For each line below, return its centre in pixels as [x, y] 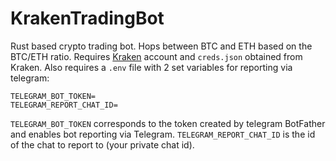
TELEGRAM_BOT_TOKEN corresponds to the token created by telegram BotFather [168, 123]
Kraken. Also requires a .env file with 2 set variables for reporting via [151, 67]
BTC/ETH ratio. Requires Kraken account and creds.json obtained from [156, 56]
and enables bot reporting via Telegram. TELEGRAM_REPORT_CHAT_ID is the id [163, 134]
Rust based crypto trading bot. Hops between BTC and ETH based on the [161, 46]
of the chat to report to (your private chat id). [102, 144]
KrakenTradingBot [87, 18]
